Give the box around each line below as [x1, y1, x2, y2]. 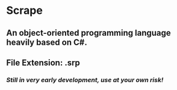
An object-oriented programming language [6, 28, 172, 38]
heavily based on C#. [6, 37, 87, 47]
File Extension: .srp [6, 57, 80, 68]
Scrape [6, 4, 43, 18]
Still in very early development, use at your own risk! [6, 76, 164, 84]
